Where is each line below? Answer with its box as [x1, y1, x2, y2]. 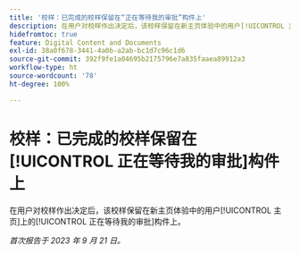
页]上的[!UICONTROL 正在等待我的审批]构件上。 [9, 216, 186, 226]
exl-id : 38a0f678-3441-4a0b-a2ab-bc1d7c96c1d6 [9, 47, 186, 55]
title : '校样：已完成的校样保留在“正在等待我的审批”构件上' [9, 13, 207, 22]
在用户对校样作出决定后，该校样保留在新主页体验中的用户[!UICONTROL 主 [9, 205, 282, 216]
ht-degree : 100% [9, 80, 70, 89]
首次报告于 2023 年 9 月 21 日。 [9, 234, 126, 246]
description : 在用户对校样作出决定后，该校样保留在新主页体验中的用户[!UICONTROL [9, 21, 285, 30]
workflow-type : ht [9, 63, 78, 72]
